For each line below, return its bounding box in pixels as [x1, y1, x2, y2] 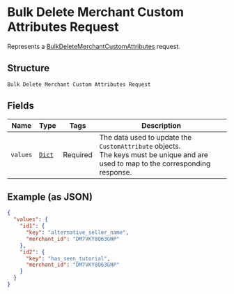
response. [99, 167, 132, 177]
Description [141, 120, 181, 130]
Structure [7, 62, 50, 74]
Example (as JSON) [7, 191, 93, 203]
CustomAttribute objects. [99, 141, 181, 151]
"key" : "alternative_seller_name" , [25, 229, 130, 236]
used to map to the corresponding [99, 159, 211, 168]
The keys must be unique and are [99, 149, 209, 159]
